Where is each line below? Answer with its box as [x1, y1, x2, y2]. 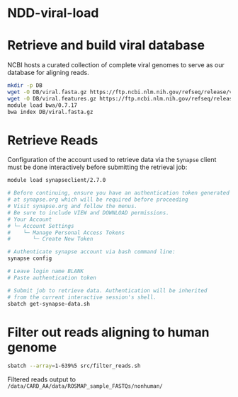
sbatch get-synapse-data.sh [7, 300, 91, 307]
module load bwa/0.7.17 [7, 101, 78, 109]
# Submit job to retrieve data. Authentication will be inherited [7, 287, 208, 294]
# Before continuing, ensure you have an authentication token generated [7, 190, 230, 197]
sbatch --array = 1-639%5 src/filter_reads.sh [7, 362, 141, 369]
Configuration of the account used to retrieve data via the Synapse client [7, 156, 217, 164]
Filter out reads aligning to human [7, 324, 210, 340]
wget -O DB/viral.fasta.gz [7, 88, 87, 96]
